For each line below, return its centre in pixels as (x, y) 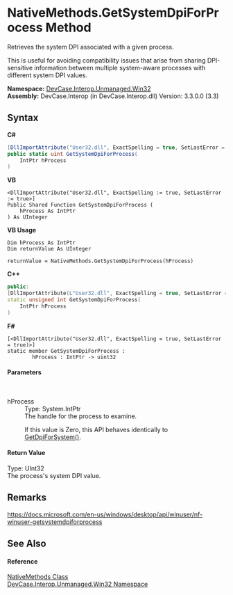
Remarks (27, 498)
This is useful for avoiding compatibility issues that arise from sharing (106, 60)
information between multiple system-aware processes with (120, 68)
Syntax (23, 118)
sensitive (20, 68)
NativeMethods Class (38, 577)
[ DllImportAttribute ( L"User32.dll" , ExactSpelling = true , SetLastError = (118, 294)
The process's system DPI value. (54, 476)
